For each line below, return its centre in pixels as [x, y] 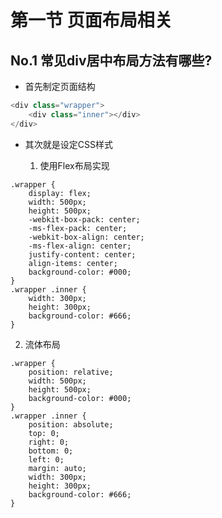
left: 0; [46, 459]
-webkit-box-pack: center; [84, 219]
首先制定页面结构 [60, 86]
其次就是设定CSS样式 [68, 144]
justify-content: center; [82, 254]
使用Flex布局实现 [74, 165]
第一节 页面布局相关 [91, 20]
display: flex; [60, 193]
